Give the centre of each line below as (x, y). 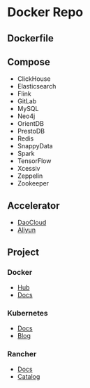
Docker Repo (45, 12)
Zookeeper (33, 183)
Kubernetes (28, 313)
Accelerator (33, 206)
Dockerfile (31, 38)
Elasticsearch (37, 86)
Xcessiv (29, 169)
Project (23, 252)
